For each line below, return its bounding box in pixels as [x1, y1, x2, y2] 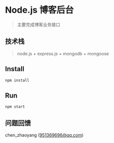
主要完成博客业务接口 [17, 22, 60, 27]
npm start [5, 104, 25, 109]
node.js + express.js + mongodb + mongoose [17, 50, 109, 56]
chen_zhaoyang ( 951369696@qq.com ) [5, 132, 84, 138]
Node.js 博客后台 [5, 4, 74, 16]
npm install [5, 78, 29, 83]
